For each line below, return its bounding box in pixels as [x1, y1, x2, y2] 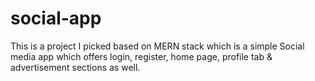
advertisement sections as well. [10, 61, 141, 73]
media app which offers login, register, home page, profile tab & [10, 50, 273, 62]
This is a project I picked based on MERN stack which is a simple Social [10, 40, 305, 52]
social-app [10, 7, 102, 30]
